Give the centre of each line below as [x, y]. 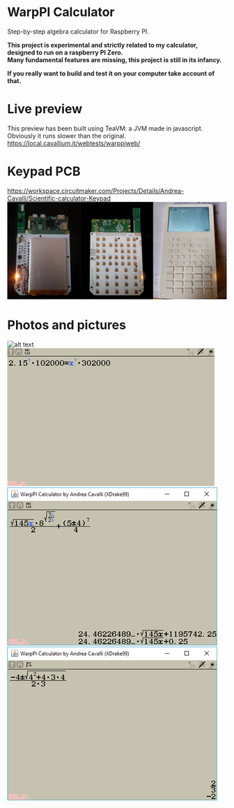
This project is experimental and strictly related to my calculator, [103, 45]
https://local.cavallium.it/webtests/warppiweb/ [74, 143]
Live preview [45, 109]
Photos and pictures [67, 325]
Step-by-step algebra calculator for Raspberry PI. [78, 31]
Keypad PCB [44, 171]
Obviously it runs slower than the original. [67, 135]
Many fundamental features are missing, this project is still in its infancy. [115, 59]
